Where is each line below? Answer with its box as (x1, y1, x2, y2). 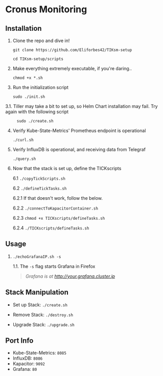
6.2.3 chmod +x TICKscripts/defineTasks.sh (12, 215, 105, 221)
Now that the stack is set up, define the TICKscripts (12, 165, 122, 171)
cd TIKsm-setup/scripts (12, 56, 64, 61)
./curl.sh (12, 137, 34, 142)
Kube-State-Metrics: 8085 (12, 350, 66, 356)
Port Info (5, 337, 34, 345)
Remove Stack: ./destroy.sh (12, 311, 73, 318)
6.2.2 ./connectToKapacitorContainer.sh (12, 205, 99, 211)
